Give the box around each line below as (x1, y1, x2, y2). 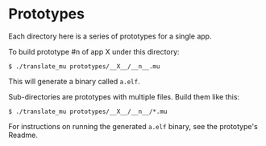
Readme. (8, 130, 38, 140)
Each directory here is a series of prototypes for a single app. (8, 31, 212, 41)
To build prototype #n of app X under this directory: (8, 47, 180, 56)
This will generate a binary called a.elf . (8, 76, 140, 86)
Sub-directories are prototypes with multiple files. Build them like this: (8, 91, 240, 101)
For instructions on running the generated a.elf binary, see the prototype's (8, 121, 258, 131)
